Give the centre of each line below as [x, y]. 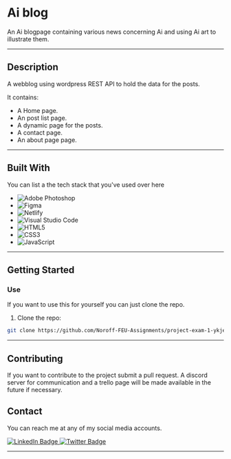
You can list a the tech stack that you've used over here [86, 185]
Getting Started [41, 270]
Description [33, 67]
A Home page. [37, 110]
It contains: [23, 97]
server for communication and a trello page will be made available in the [109, 382]
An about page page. [47, 140]
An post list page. [42, 118]
